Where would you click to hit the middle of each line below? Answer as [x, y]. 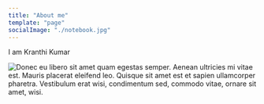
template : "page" [37, 23]
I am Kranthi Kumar [39, 52]
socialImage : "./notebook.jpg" [59, 30]
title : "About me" [38, 15]
